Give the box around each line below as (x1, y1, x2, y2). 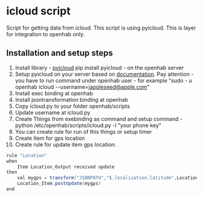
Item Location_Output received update (17, 164, 115, 170)
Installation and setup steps (6, 48, 114, 58)
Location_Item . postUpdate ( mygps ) (17, 181, 101, 187)
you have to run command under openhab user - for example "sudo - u (14, 77, 192, 84)
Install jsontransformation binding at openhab (14, 96, 129, 103)
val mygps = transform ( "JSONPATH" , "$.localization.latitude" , (17, 175, 177, 181)
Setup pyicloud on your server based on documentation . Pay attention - (14, 70, 194, 78)
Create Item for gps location (14, 134, 85, 142)
